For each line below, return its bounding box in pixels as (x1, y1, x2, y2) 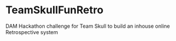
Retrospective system (5, 28, 58, 35)
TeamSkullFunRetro (5, 3, 104, 17)
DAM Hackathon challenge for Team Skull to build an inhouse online (5, 23, 170, 29)
